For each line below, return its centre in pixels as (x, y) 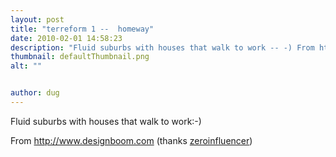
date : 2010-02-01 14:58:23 (66, 38)
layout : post (37, 19)
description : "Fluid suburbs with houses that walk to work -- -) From (162, 47)
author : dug (35, 93)
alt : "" (26, 66)
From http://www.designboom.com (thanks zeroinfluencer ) (131, 140)
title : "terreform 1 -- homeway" (82, 29)
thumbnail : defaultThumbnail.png (80, 57)
